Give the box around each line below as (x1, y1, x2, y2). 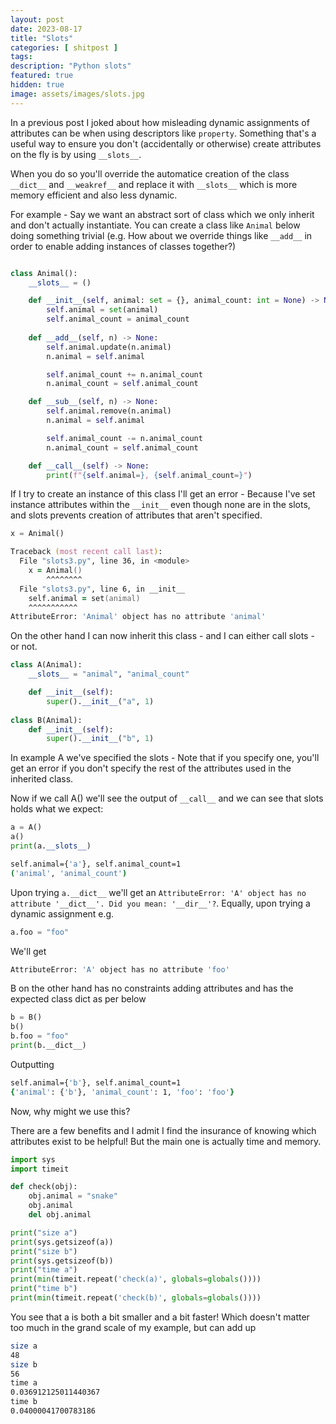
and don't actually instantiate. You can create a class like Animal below (10, 219, 301, 231)
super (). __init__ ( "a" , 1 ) (46, 696, 155, 706)
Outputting (10, 1058, 55, 1070)
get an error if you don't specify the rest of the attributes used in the (10, 762, 292, 775)
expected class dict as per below (10, 993, 147, 1005)
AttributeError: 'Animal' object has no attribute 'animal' (10, 612, 267, 622)
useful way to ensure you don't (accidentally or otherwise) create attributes (10, 137, 322, 150)
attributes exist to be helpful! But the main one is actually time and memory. (10, 1135, 322, 1147)
